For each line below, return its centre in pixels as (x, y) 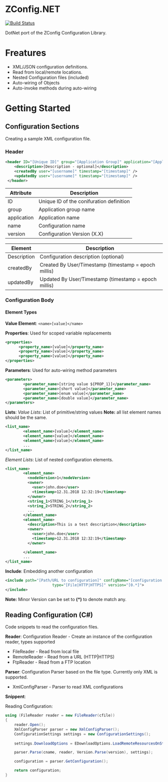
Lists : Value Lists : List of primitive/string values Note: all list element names (83, 412)
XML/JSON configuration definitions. (50, 66)
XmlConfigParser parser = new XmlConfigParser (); (67, 729)
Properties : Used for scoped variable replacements (58, 333)
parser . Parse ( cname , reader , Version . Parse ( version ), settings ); (84, 752)
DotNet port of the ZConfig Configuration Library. (56, 32)
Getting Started (38, 108)
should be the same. (26, 417)
